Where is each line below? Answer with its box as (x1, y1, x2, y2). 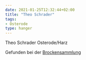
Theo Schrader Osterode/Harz (5, 39, 68, 45)
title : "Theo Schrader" (5, 12, 55, 17)
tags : (5, 16, 16, 21)
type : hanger (5, 26, 32, 31)
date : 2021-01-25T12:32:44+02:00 (5, 7, 75, 12)
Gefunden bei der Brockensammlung (5, 49, 81, 55)
